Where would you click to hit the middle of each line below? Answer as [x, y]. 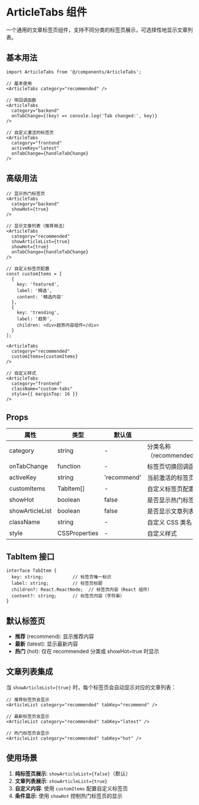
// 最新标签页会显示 [28, 716]
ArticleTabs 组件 [47, 12]
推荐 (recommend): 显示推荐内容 [54, 636]
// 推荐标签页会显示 [28, 700]
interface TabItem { [32, 571]
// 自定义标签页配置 [28, 268]
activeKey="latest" [36, 148]
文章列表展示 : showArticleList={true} [61, 781]
